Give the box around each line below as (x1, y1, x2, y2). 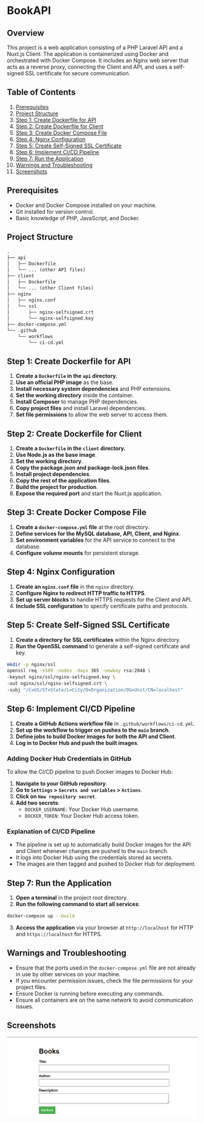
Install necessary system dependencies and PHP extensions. (15, 385, 172, 393)
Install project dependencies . (15, 471, 91, 478)
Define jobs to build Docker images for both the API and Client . (15, 732, 176, 740)
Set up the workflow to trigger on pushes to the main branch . (15, 726, 170, 733)
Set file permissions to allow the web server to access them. (15, 411, 168, 419)
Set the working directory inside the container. (15, 392, 134, 399)
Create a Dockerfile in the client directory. (15, 445, 126, 452)
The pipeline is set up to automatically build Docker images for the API (15, 841, 191, 848)
